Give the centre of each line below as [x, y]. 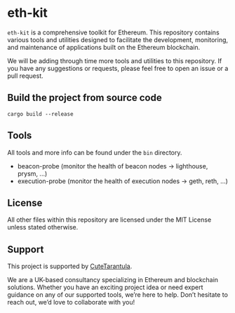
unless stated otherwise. [43, 227]
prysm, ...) [32, 173]
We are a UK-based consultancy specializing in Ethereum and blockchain [113, 280]
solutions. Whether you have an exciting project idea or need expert [105, 287]
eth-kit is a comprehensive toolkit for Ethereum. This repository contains [113, 32]
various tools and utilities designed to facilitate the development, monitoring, [118, 39]
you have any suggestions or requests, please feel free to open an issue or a [118, 68]
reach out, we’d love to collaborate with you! [71, 302]
